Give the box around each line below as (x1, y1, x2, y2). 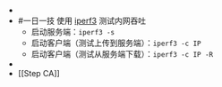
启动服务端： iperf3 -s (30, 27, 115, 36)
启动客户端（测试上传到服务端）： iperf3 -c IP (30, 37, 201, 48)
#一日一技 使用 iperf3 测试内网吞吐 (17, 15, 146, 26)
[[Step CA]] (17, 68, 60, 78)
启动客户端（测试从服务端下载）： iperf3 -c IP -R (30, 49, 213, 59)
